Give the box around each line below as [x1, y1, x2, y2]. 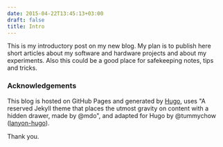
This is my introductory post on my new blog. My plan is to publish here [7, 42, 211, 50]
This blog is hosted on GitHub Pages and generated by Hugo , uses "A [7, 97, 206, 105]
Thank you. [7, 132, 39, 140]
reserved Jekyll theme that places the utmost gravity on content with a [7, 104, 209, 112]
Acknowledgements [7, 81, 77, 90]
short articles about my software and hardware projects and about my [7, 49, 206, 57]
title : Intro [7, 23, 45, 30]
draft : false [7, 17, 45, 23]
